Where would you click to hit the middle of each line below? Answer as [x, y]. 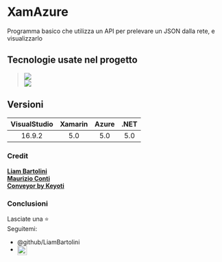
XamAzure [38, 12]
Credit [18, 156]
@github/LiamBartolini [48, 242]
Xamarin [74, 124]
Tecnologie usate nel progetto [73, 60]
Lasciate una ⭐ [28, 219]
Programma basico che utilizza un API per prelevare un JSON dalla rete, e [111, 31]
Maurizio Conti [28, 178]
